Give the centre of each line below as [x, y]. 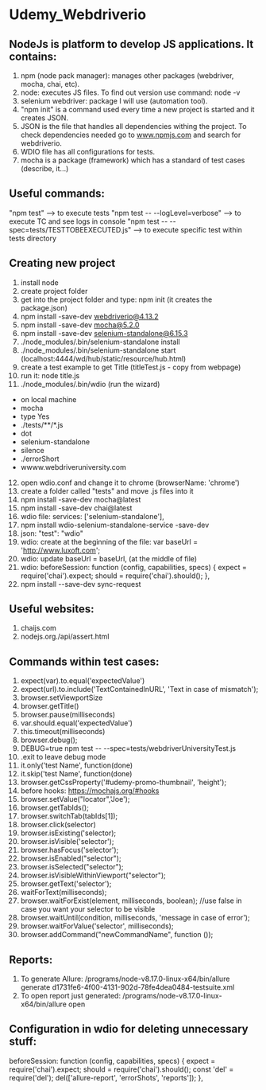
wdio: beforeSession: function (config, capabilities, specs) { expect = [133, 567]
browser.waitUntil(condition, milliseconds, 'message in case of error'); [135, 918]
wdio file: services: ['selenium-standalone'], [93, 516]
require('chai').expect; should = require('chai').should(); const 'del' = [121, 1069]
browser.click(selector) [58, 825]
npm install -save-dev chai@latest [76, 508]
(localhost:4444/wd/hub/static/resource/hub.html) [103, 358]
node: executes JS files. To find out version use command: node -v [130, 92]
